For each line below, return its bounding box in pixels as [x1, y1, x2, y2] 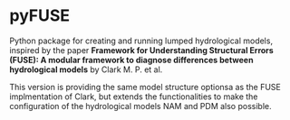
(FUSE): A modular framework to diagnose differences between [9, 54, 254, 65]
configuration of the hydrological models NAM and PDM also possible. [9, 100, 272, 111]
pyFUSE [9, 5, 71, 26]
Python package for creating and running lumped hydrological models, [9, 35, 274, 46]
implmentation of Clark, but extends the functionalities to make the [9, 91, 258, 102]
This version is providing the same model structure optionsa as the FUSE [9, 81, 281, 92]
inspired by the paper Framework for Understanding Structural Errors [9, 44, 274, 55]
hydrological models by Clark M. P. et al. [9, 64, 163, 75]
